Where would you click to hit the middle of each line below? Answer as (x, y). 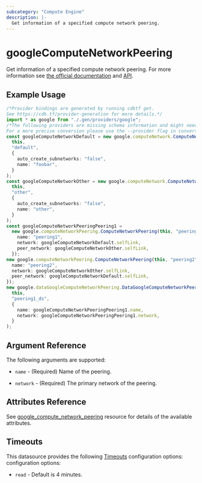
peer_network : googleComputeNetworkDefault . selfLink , (80, 276)
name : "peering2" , (35, 265)
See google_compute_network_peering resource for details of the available (99, 416)
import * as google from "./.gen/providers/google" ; (74, 120)
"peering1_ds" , (31, 298)
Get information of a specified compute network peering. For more (89, 69)
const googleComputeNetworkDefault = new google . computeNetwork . (90, 137)
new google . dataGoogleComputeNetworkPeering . (64, 288)
